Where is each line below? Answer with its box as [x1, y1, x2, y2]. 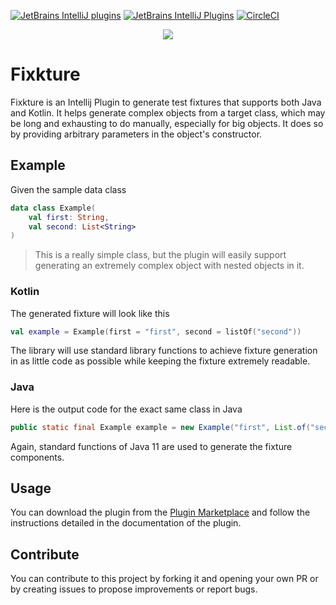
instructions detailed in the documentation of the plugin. [10, 517, 242, 529]
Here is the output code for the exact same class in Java [10, 403, 243, 415]
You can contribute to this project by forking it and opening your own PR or [10, 573, 319, 585]
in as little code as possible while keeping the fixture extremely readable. [10, 355, 311, 367]
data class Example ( [10, 203, 97, 213]
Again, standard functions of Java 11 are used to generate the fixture [10, 440, 293, 452]
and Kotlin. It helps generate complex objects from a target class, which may [10, 106, 326, 119]
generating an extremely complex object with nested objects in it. [34, 260, 305, 272]
